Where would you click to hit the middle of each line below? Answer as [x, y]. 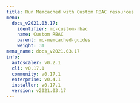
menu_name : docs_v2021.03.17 [43, 51]
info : [13, 57]
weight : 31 [31, 46]
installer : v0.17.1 [36, 85]
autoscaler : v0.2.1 [36, 62]
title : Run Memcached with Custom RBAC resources [70, 12]
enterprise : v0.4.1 [36, 79]
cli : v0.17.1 [28, 68]
